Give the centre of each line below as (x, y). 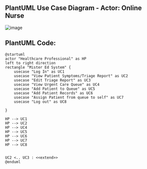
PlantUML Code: (31, 43)
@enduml (13, 162)
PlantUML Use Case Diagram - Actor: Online (73, 8)
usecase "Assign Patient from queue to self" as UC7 (69, 97)
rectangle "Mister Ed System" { (38, 67)
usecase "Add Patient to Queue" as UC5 (55, 89)
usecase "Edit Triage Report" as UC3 (52, 80)
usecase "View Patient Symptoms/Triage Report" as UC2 (71, 76)
